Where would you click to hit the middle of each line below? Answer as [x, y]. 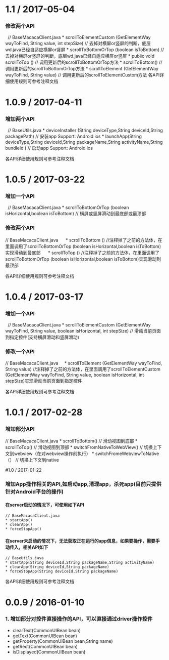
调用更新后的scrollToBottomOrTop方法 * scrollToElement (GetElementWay [82, 69]
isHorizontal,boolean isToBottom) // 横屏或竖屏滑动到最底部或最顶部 [76, 214]
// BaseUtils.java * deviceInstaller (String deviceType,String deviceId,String [85, 130]
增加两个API [20, 119]
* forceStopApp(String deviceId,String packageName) [62, 571]
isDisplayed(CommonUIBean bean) [49, 652]
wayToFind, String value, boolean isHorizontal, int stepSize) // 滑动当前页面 [83, 331]
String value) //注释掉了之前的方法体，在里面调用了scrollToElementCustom [83, 369]
